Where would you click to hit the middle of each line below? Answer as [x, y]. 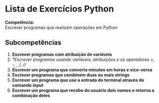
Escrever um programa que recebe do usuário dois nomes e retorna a [83, 90]
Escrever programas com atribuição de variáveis [62, 54]
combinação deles [31, 95]
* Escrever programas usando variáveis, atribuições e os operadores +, [83, 59]
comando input [28, 85]
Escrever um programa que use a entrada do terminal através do [78, 80]
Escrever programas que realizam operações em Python [61, 27]
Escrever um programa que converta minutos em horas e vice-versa [82, 70]
